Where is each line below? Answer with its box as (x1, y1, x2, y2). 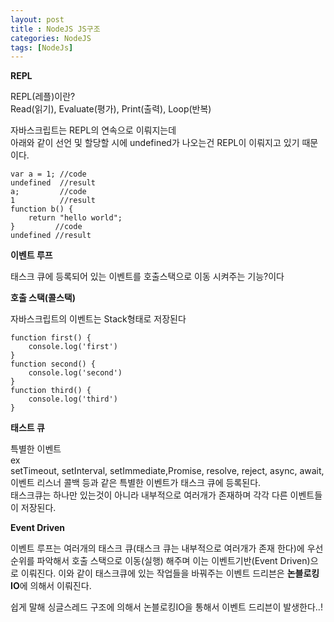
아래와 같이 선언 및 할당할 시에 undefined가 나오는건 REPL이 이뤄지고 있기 (10, 137, 300, 149)
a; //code (10, 187, 87, 197)
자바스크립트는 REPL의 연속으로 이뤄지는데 (10, 124, 177, 136)
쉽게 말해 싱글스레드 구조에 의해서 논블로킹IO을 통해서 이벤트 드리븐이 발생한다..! (10, 601, 323, 613)
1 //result (10, 196, 97, 206)
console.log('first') (28, 342, 118, 352)
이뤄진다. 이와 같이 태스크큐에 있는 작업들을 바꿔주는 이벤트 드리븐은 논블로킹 (20, 567, 320, 580)
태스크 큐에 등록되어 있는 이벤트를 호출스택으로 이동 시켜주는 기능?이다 (10, 271, 285, 283)
